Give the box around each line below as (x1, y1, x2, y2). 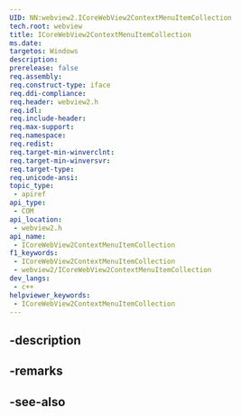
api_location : (9, 214, 63, 224)
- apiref (13, 190, 47, 199)
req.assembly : (9, 72, 63, 81)
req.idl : (9, 106, 42, 115)
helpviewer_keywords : (9, 290, 91, 299)
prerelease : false (9, 64, 79, 73)
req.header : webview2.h (9, 97, 99, 107)
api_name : (9, 232, 47, 241)
